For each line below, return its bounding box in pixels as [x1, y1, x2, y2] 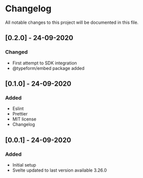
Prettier [12, 111, 28, 117]
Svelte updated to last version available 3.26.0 [12, 167, 107, 173]
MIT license [12, 116, 36, 122]
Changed [5, 49, 28, 56]
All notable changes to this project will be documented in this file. [5, 19, 139, 25]
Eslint [12, 106, 24, 112]
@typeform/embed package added [12, 65, 84, 71]
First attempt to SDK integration [12, 60, 77, 66]
